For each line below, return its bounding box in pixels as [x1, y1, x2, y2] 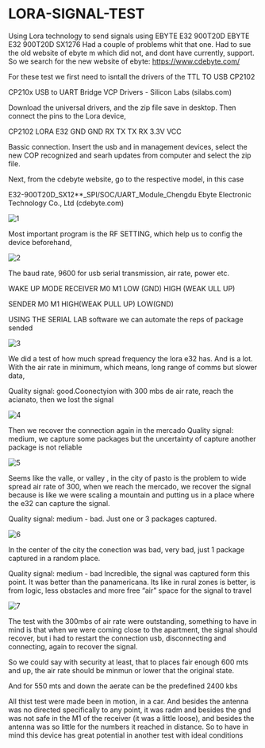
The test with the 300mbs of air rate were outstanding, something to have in [8, 616, 257, 625]
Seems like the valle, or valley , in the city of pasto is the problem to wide [8, 473, 247, 482]
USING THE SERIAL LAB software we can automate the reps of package [8, 314, 244, 324]
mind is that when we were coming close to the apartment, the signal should [8, 625, 258, 634]
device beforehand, [8, 237, 72, 247]
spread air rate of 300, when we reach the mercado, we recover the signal [8, 481, 252, 491]
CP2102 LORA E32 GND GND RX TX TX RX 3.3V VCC [8, 127, 182, 136]
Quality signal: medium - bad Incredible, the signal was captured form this [8, 568, 250, 578]
